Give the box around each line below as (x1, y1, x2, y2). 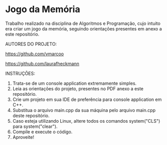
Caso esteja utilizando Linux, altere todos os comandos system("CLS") (12, 118, 160, 124)
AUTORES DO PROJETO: (5, 41, 57, 47)
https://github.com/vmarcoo (5, 51, 64, 57)
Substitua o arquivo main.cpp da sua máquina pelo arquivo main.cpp (12, 107, 156, 113)
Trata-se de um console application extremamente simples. (12, 80, 137, 86)
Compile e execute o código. (12, 128, 73, 135)
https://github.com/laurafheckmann (5, 60, 79, 66)
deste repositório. (12, 113, 50, 119)
